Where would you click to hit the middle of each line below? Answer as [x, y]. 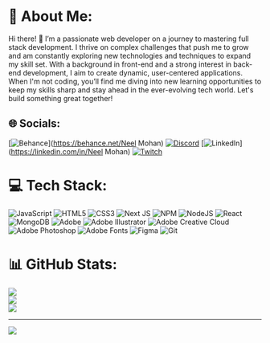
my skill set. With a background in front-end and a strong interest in [120, 64]
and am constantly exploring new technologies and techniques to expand [130, 55]
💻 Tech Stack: [58, 185]
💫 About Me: [51, 16]
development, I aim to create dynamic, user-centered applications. [133, 72]
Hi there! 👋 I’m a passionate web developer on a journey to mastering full [129, 39]
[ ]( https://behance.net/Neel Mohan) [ [106, 143]
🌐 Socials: [35, 124]
